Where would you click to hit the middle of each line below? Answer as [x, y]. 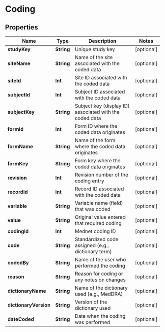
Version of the [91, 302]
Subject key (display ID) [102, 106]
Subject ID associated [100, 92]
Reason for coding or [99, 274]
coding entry [89, 181]
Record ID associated [99, 189]
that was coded [92, 209]
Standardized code [96, 239]
